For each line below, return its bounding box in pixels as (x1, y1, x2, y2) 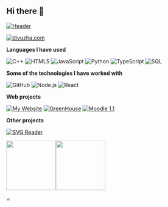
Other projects (6, 116, 44, 124)
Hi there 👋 (6, 6, 44, 16)
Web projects (6, 93, 41, 100)
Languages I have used (6, 46, 66, 53)
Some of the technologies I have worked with (6, 69, 123, 77)
